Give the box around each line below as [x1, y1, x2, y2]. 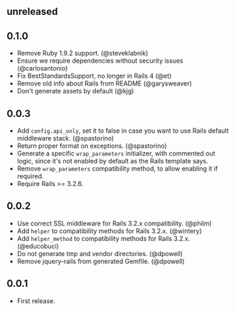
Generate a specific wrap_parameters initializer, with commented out [16, 149, 215, 158]
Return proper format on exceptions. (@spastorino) [16, 142, 168, 151]
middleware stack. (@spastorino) [16, 134, 114, 143]
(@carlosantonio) [16, 64, 68, 73]
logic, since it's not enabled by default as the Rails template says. [16, 157, 208, 165]
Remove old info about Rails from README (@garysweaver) [16, 79, 193, 88]
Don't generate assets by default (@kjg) [16, 87, 134, 96]
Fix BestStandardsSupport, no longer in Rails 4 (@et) [16, 71, 172, 81]
